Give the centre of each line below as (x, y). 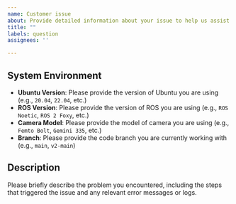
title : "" (22, 27)
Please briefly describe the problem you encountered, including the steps (114, 185)
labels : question (33, 34)
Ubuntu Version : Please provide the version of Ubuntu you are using (118, 92)
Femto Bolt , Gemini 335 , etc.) (60, 130)
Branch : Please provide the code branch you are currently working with (122, 138)
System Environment (55, 75)
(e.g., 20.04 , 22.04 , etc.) (52, 100)
